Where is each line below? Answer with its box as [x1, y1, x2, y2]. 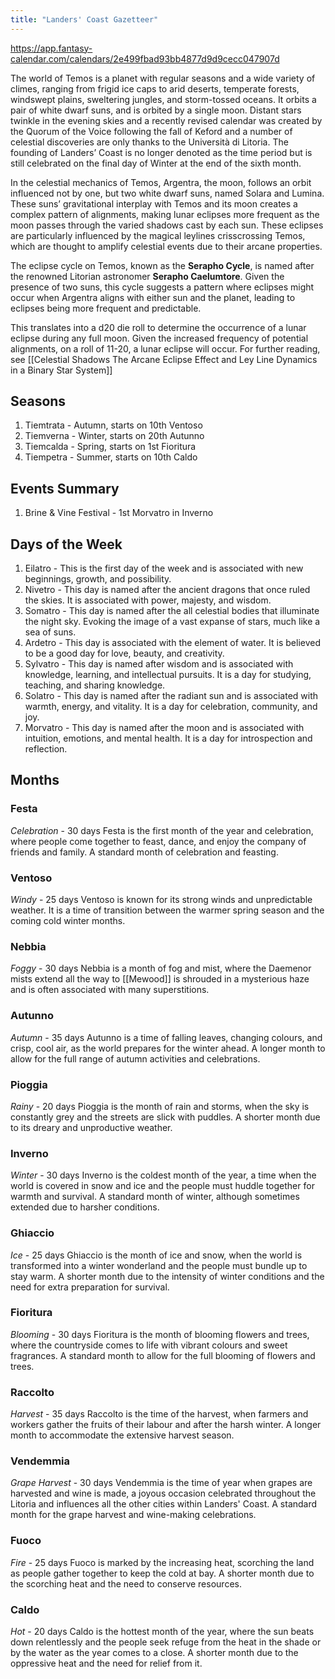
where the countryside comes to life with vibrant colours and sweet [10, 1339, 288, 1351]
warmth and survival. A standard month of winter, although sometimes [10, 1191, 300, 1203]
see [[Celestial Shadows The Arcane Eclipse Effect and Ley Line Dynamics [10, 353, 318, 365]
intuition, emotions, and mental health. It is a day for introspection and [24, 732, 313, 745]
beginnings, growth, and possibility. [24, 573, 172, 585]
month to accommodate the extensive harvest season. [10, 1429, 235, 1441]
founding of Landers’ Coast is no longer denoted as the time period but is [10, 146, 313, 158]
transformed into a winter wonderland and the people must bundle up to [10, 1259, 308, 1271]
